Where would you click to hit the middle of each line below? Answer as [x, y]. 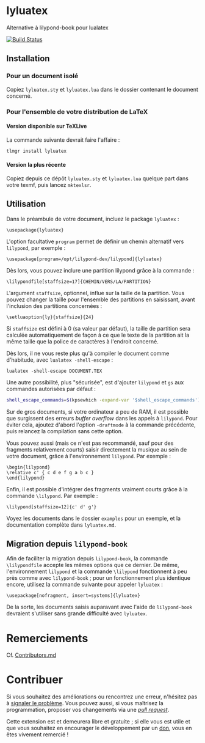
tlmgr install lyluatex [37, 151]
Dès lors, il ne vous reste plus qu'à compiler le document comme [88, 353]
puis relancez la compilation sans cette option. [65, 431]
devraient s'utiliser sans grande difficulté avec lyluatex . [77, 613]
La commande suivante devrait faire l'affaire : [63, 140]
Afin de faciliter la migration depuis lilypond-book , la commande [87, 558]
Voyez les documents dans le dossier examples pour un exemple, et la [94, 518]
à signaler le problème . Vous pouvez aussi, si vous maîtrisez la [85, 703]
